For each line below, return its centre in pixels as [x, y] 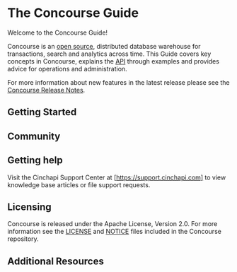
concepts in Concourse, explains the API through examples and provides [113, 61]
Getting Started [42, 112]
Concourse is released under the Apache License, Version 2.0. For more [112, 224]
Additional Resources [56, 261]
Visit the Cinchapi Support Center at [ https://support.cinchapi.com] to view [117, 177]
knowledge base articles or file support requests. [79, 184]
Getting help [35, 160]
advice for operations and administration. [67, 69]
